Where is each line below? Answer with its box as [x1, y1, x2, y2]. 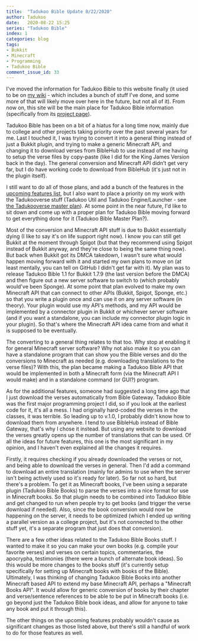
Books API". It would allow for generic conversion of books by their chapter [6, 587, 189, 594]
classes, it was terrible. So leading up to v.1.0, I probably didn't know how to [6, 413, 190, 420]
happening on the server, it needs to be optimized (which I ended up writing [6, 512, 191, 519]
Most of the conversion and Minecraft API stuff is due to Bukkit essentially [6, 226, 187, 234]
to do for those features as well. [6, 629, 84, 636]
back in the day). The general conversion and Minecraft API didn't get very [6, 160, 188, 167]
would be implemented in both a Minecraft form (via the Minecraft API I [6, 370, 179, 377]
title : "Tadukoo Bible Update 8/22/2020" [6, 8, 112, 15]
